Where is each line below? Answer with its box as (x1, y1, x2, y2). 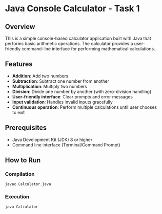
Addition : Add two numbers (12, 73, 68, 79)
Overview (5, 23, 36, 31)
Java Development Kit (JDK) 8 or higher (12, 137, 93, 143)
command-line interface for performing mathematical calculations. (21, 46, 155, 51)
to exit (12, 109, 25, 115)
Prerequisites (5, 123, 47, 132)
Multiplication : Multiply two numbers (12, 83, 87, 89)
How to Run (5, 156, 41, 165)
